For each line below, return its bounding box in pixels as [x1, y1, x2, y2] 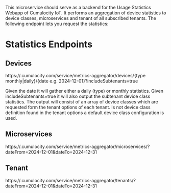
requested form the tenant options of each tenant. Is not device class [5, 104, 151, 110]
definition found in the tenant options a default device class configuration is [5, 110, 164, 116]
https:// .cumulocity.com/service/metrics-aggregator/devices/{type [5, 73, 146, 78]
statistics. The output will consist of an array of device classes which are [5, 99, 158, 104]
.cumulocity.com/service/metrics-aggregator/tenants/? [20, 177, 136, 183]
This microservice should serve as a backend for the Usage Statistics [5, 5, 152, 10]
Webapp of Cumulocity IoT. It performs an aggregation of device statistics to [5, 10, 166, 16]
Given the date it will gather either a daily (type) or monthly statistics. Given [5, 88, 164, 94]
